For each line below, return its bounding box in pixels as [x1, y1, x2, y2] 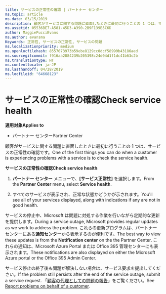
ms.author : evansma [5, 35, 45, 40]
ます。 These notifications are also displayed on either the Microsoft [18, 249, 156, 255]
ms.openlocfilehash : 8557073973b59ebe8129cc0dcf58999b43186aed [5, 48, 138, 53]
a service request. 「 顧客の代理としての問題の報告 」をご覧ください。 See [5, 277, 155, 283]
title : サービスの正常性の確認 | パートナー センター [5, 7, 103, 12]
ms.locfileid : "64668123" [5, 72, 58, 77]
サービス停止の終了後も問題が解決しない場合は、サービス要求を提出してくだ [5, 265, 161, 271]
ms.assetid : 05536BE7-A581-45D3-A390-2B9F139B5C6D [5, 26, 112, 31]
